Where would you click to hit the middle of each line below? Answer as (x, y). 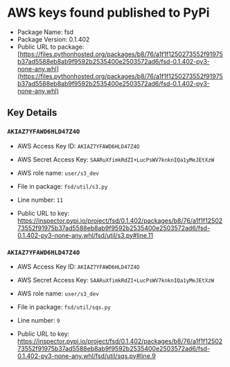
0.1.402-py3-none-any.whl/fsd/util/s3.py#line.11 (85, 235)
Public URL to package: (51, 46)
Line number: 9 (38, 320)
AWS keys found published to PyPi (108, 13)
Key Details (32, 113)
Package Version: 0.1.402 (53, 39)
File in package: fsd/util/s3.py (62, 186)
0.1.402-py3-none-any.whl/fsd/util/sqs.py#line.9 (86, 356)
